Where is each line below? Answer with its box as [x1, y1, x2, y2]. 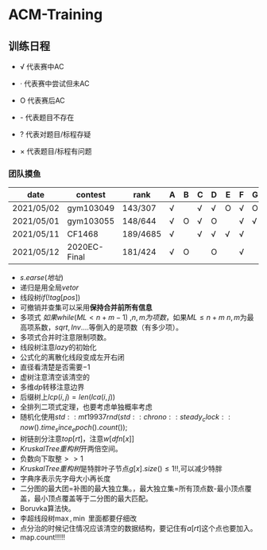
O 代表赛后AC [19, 96, 65, 105]
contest [75, 189, 106, 201]
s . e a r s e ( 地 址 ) [19, 273, 64, 283]
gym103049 [67, 203, 115, 214]
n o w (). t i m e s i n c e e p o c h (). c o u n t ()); [19, 423, 128, 434]
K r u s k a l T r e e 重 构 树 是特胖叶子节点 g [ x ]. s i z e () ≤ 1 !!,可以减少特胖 [19, 463, 222, 473]
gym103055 [67, 216, 115, 227]
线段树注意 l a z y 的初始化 [19, 342, 97, 352]
